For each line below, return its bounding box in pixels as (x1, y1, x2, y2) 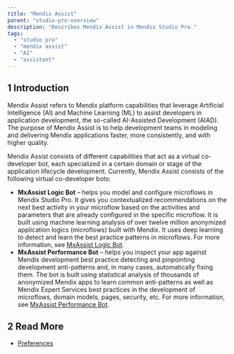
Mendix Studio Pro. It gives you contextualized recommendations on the (17, 195, 227, 204)
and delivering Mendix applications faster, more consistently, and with (7, 131, 211, 139)
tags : (7, 30, 23, 37)
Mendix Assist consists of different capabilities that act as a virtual (7, 152, 200, 160)
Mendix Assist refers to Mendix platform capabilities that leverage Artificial (7, 101, 224, 109)
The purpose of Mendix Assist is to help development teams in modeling (7, 123, 218, 132)
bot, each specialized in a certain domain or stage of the (37, 159, 202, 167)
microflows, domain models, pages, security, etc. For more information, (17, 293, 226, 301)
